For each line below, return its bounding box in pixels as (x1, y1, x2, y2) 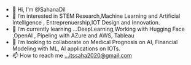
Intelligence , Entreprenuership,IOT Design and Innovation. (12, 19, 160, 26)
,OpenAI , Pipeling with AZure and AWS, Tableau (12, 32, 134, 39)
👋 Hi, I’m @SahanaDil (12, 6, 66, 13)
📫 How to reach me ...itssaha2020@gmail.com (12, 52, 132, 59)
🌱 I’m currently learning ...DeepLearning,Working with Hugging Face (12, 25, 185, 32)
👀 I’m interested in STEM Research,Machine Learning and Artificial (12, 12, 181, 20)
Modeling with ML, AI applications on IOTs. (12, 45, 121, 52)
